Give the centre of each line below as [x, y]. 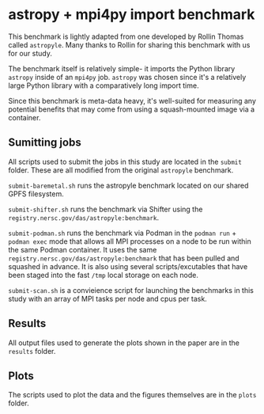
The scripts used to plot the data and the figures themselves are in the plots [132, 395]
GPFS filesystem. [36, 194]
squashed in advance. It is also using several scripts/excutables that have [128, 266]
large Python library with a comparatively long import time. [104, 85]
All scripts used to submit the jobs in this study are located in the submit [125, 161]
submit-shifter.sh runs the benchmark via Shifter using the [106, 209]
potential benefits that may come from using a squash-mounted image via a [132, 109]
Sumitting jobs [45, 143]
